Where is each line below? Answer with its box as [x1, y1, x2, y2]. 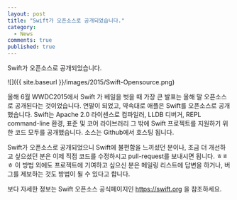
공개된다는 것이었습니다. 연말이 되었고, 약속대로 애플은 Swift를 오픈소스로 [14, 101, 217, 110]
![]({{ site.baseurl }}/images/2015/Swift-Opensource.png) [7, 78, 175, 86]
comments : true [7, 37, 53, 44]
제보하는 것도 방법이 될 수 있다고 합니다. [20, 170, 131, 178]
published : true [7, 43, 55, 50]
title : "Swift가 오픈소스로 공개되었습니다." [7, 17, 125, 24]
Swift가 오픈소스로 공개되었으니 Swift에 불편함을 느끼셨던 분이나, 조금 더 [7, 143, 207, 151]
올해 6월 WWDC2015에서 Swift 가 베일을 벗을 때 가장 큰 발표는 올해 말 [7, 93, 203, 101]
